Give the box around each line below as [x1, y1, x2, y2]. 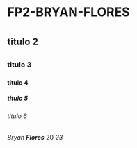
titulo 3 [7, 60, 32, 69]
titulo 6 [7, 112, 28, 120]
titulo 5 [7, 94, 29, 103]
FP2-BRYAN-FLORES [7, 4, 130, 20]
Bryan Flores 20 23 [7, 133, 63, 142]
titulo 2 [7, 36, 38, 48]
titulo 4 [7, 78, 29, 87]
